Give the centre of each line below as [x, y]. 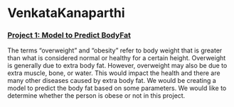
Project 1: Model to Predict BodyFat [69, 35]
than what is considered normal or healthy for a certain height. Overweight [117, 58]
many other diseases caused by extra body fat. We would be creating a [112, 81]
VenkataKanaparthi [67, 13]
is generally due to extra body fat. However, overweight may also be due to [117, 66]
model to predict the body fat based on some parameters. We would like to [117, 88]
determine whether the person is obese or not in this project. [96, 96]
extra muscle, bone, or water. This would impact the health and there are [114, 73]
